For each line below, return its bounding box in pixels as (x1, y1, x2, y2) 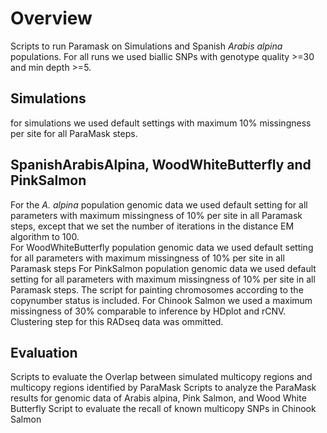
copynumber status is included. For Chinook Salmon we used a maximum (10, 294, 313, 306)
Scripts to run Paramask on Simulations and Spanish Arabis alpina (10, 40, 283, 52)
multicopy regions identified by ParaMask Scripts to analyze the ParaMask (10, 382, 317, 394)
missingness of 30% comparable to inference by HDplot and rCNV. (10, 305, 287, 317)
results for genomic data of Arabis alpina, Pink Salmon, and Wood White (10, 392, 307, 404)
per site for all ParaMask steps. (10, 127, 138, 139)
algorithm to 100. (10, 230, 80, 242)
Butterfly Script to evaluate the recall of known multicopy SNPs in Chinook (10, 403, 317, 415)
